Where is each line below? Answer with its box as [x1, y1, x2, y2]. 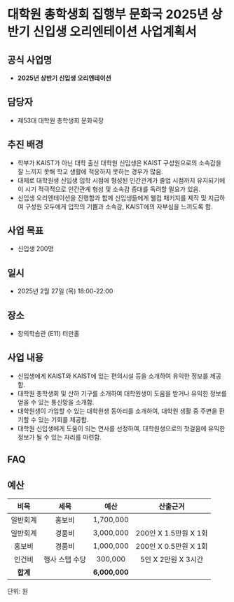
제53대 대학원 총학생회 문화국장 [17, 116, 104, 125]
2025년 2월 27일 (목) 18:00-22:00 [17, 287, 113, 295]
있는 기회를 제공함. [38, 415, 89, 423]
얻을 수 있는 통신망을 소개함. [17, 398, 95, 406]
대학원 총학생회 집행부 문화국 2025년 [7, 6, 209, 22]
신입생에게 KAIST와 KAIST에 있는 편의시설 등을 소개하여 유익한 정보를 [17, 372, 209, 380]
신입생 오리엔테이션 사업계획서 [32, 24, 198, 40]
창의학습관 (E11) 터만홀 [17, 330, 80, 338]
